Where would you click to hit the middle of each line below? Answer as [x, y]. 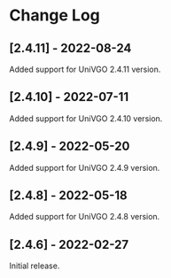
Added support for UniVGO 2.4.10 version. [86, 118]
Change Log [54, 15]
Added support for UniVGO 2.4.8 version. [85, 217]
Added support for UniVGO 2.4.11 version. [85, 69]
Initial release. [35, 266]
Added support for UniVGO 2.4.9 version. [85, 167]
